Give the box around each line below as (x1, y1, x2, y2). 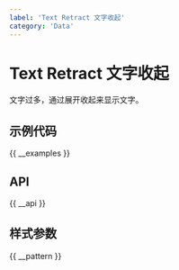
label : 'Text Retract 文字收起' (9, 13, 126, 22)
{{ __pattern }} (9, 250, 62, 261)
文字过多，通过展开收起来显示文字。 (9, 94, 144, 105)
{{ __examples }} (9, 148, 70, 158)
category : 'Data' (9, 22, 75, 31)
